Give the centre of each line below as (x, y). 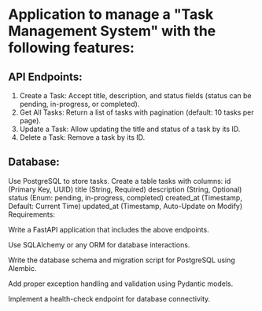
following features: (72, 48)
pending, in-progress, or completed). (79, 104)
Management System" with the (112, 31)
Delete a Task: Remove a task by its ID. (82, 137)
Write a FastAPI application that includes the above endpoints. (109, 229)
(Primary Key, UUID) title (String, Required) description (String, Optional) (125, 189)
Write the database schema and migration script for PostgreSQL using (122, 260)
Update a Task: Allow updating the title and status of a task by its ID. (130, 129)
